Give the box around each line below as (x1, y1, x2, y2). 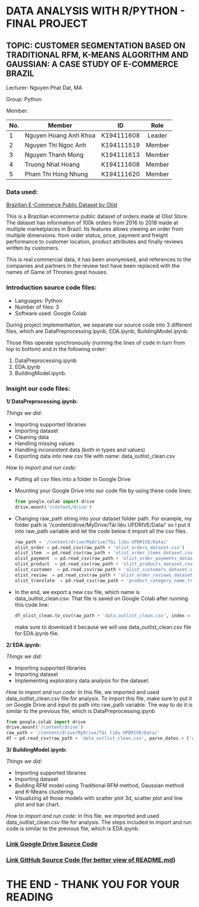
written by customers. (6, 244, 60, 252)
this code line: (14, 601, 49, 608)
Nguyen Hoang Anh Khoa (24, 131, 96, 139)
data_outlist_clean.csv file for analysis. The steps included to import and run (6, 819, 192, 826)
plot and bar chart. (14, 801, 60, 808)
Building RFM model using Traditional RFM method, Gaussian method (14, 782, 184, 789)
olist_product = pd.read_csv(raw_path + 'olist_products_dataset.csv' (14, 561, 195, 567)
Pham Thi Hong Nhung (24, 170, 88, 178)
